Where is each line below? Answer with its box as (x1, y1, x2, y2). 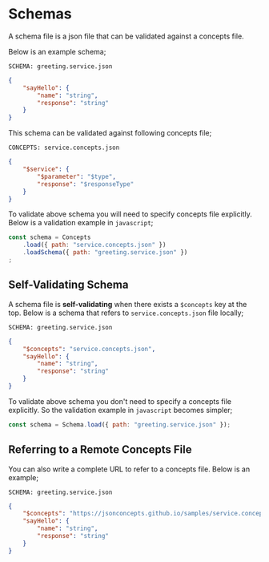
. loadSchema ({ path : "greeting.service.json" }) (22, 249, 188, 257)
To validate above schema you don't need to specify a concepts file (8, 396, 232, 406)
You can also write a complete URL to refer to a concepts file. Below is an (8, 464, 251, 474)
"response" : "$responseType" (37, 180, 134, 188)
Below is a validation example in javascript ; (8, 218, 154, 228)
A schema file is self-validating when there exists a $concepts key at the (8, 299, 247, 309)
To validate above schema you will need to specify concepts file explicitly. (8, 209, 252, 219)
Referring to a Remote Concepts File (8, 443, 192, 457)
